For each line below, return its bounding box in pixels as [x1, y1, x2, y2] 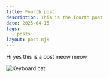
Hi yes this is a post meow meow [6, 53, 87, 60]
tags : [6, 25, 20, 32]
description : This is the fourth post [6, 14, 103, 20]
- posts [11, 31, 31, 37]
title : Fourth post [6, 8, 55, 15]
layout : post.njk [6, 37, 50, 43]
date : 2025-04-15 [6, 20, 50, 26]
